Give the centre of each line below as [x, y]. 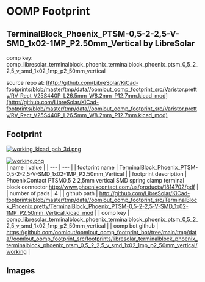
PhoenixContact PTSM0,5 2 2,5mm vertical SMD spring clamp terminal [95, 180]
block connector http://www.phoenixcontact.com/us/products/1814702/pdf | [103, 187]
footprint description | [160, 174]
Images [21, 271]
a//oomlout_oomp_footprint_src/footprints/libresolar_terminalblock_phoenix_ [102, 239]
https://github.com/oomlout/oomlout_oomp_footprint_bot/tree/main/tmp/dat [102, 232]
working [17, 251]
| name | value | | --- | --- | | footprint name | [62, 167]
